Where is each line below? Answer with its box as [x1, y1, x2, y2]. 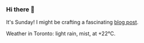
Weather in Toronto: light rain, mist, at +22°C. [6, 30, 116, 37]
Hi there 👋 [6, 5, 35, 14]
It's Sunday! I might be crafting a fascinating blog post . [6, 19, 139, 26]
